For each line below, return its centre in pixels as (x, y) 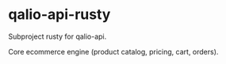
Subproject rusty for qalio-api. (57, 36)
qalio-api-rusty (59, 15)
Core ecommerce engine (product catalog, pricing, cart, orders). (113, 51)
